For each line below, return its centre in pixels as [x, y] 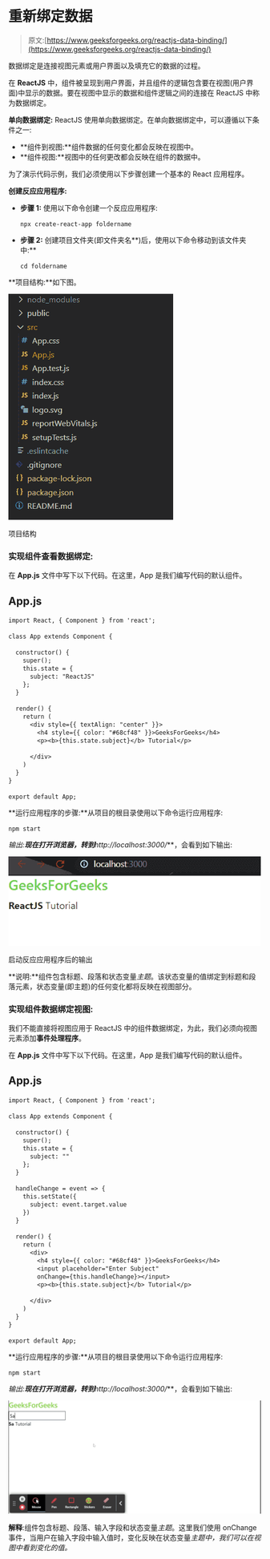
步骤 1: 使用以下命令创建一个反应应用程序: [89, 208]
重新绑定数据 [51, 16]
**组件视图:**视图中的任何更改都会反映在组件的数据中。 [112, 156]
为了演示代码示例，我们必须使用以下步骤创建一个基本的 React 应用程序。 [129, 174]
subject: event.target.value [78, 1204]
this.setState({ [50, 1196]
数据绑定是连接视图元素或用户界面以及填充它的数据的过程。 [107, 66]
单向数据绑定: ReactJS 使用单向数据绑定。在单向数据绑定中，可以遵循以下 [131, 119]
